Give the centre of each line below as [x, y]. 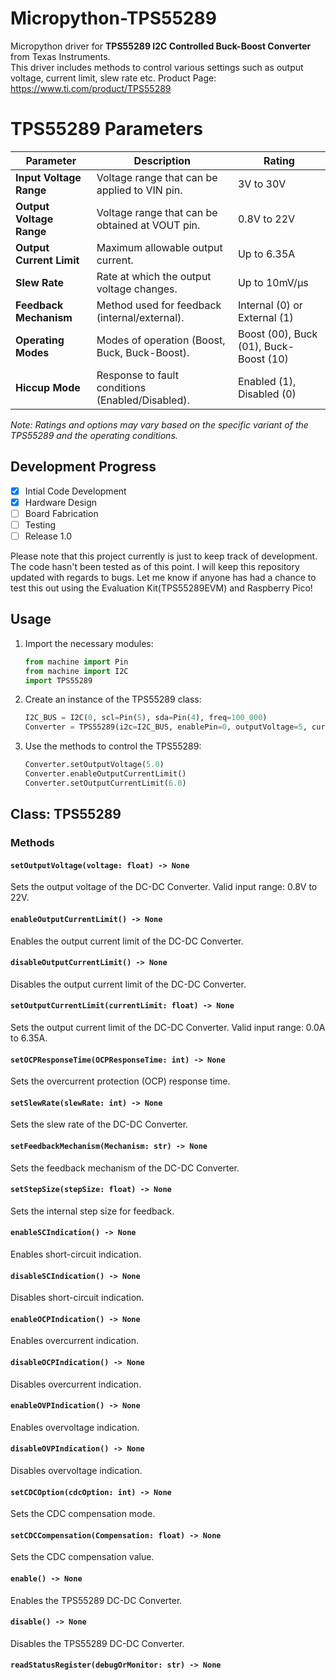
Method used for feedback [159, 305]
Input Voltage [48, 177]
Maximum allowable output [159, 247]
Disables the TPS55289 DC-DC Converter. [97, 1643]
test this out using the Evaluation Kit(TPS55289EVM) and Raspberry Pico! [161, 588]
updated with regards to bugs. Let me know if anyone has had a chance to [163, 577]
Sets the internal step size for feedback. [92, 1211]
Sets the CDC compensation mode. [83, 1514]
